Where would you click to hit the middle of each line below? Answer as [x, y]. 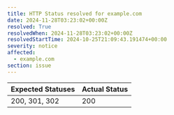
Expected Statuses [43, 89]
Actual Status [104, 89]
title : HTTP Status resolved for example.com [74, 14]
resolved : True [29, 26]
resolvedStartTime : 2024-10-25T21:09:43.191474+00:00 [87, 40]
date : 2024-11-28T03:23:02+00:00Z [58, 20]
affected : [22, 53]
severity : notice [32, 46]
